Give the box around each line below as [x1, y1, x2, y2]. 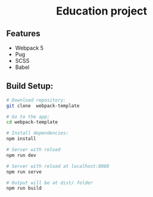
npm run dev [6, 152, 36, 158]
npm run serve [6, 169, 42, 175]
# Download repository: [6, 97, 67, 103]
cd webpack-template [6, 119, 59, 125]
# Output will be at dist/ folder [6, 179, 94, 186]
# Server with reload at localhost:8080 [6, 163, 110, 169]
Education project [56, 4, 148, 18]
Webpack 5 [15, 44, 44, 51]
